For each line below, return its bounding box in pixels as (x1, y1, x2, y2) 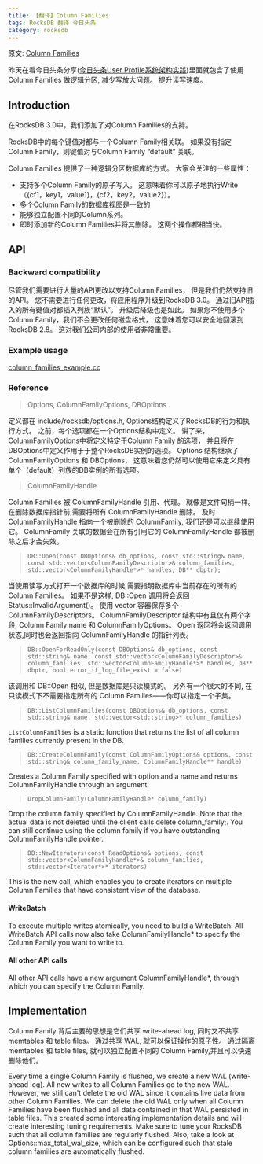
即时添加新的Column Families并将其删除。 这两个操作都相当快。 (19, 219, 227, 229)
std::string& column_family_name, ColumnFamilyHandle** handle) (27, 758, 243, 766)
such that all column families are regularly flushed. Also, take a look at (8, 1129, 235, 1139)
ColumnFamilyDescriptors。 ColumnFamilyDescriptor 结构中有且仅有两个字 (8, 610, 251, 620)
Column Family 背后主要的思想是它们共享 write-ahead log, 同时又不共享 (8, 1026, 239, 1035)
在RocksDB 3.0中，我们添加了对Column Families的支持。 (8, 120, 192, 130)
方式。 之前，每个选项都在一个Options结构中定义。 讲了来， (14, 426, 210, 436)
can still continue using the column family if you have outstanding (8, 826, 221, 835)
